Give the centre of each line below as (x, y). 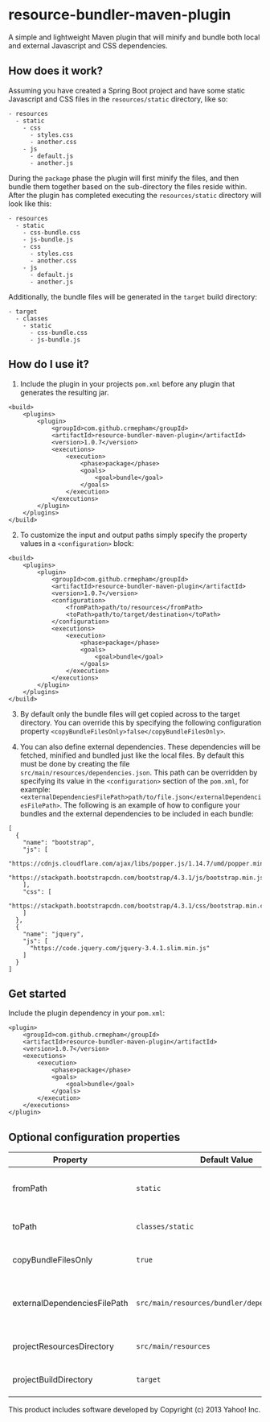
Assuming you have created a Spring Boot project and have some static (127, 90)
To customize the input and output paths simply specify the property (133, 535)
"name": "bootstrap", (59, 842)
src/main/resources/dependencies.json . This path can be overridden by (139, 772)
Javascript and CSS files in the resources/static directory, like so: (118, 99)
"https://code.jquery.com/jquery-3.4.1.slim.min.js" (120, 948)
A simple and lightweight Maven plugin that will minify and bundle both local (134, 37)
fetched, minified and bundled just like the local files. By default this (132, 755)
